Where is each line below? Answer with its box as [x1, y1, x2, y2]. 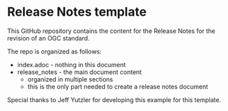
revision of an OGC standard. [7, 34, 90, 42]
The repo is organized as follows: [7, 47, 102, 56]
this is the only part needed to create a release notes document [27, 82, 209, 90]
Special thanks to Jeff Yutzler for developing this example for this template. [7, 95, 221, 103]
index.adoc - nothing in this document [17, 60, 126, 69]
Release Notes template [7, 4, 147, 20]
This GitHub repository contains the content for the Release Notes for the [7, 27, 216, 35]
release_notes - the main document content [17, 68, 142, 76]
